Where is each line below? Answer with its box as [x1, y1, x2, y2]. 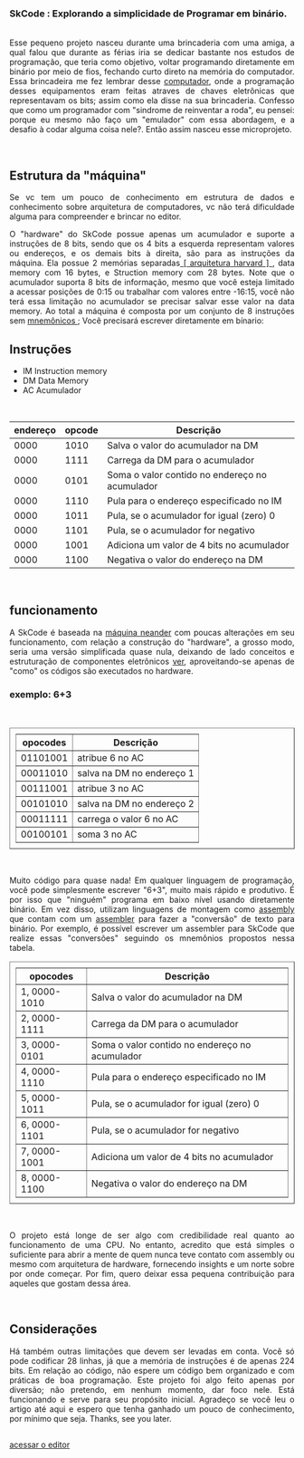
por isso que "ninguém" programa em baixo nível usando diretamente [9, 895, 295, 906]
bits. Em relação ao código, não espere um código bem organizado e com [9, 1365, 295, 1376]
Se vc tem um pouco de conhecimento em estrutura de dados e [9, 192, 295, 203]
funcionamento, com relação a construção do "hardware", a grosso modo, [9, 637, 295, 647]
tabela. [9, 943, 35, 954]
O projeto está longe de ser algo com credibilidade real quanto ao [9, 1230, 295, 1241]
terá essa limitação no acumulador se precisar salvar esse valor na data [9, 296, 295, 307]
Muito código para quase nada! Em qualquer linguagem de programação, [9, 875, 295, 886]
